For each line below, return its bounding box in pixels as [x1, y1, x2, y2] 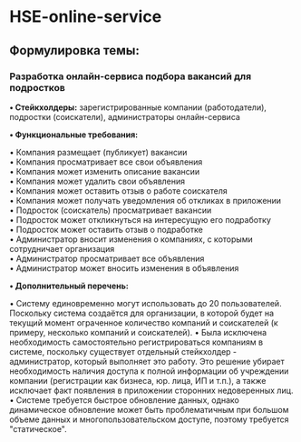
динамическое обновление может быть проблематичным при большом [9, 404, 289, 415]
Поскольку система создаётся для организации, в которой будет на [9, 307, 275, 318]
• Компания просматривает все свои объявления [9, 156, 203, 167]
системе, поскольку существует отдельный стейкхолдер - [9, 346, 238, 357]
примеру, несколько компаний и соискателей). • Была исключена [9, 326, 267, 337]
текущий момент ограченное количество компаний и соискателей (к [9, 316, 278, 328]
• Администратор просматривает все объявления [9, 253, 205, 264]
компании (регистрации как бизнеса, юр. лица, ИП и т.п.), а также [9, 375, 267, 386]
